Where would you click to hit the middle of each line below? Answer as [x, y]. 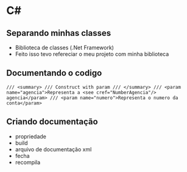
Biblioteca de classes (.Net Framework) [65, 47]
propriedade [31, 136]
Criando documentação [52, 122]
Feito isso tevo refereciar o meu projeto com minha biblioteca [92, 54]
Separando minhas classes [59, 33]
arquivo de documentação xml [53, 149]
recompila [28, 162]
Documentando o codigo [54, 73]
